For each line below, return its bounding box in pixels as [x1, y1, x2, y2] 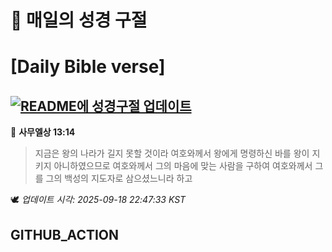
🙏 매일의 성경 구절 [10, 9, 148, 32]
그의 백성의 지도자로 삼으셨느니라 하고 [45, 172, 193, 185]
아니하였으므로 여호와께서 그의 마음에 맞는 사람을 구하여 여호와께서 [53, 160, 313, 172]
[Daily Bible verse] [10, 56, 166, 78]
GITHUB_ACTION [10, 226, 120, 243]
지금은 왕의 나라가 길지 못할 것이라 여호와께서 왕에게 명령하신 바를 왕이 [34, 147, 310, 160]
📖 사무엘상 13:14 [10, 126, 76, 138]
